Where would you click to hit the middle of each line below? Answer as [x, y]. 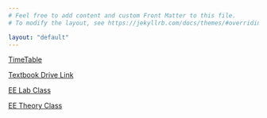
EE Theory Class [35, 106]
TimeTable [25, 59]
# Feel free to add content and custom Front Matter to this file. [122, 15]
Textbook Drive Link [41, 75]
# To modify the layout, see [56, 23]
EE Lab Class [30, 90]
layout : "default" [39, 37]
